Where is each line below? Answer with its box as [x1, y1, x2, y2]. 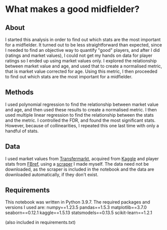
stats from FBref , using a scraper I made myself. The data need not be [5, 161, 149, 167]
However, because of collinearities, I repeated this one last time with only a [5, 122, 160, 128]
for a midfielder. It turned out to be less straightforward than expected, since [5, 42, 162, 48]
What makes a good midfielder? [5, 3, 140, 15]
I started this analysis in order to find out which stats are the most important [5, 36, 161, 42]
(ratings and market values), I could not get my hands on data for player [5, 52, 153, 58]
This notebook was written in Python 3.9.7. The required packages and [5, 199, 151, 205]
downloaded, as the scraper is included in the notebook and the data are [5, 166, 155, 172]
